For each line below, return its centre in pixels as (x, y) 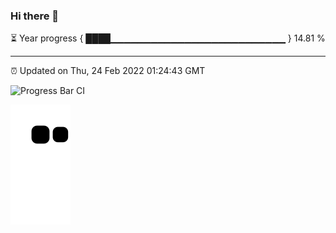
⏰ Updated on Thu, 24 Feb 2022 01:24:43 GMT (108, 71)
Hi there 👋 (35, 16)
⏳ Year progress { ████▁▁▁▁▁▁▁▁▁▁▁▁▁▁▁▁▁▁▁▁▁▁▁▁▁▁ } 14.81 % (168, 38)
